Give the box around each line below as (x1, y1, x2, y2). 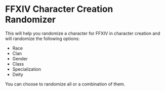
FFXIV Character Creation (5, 3, 113, 15)
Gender (12, 55, 28, 61)
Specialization (12, 66, 41, 72)
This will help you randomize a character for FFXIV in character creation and (5, 30, 161, 36)
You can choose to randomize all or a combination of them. (5, 81, 125, 87)
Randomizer (5, 14, 56, 25)
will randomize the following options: (5, 36, 80, 42)
